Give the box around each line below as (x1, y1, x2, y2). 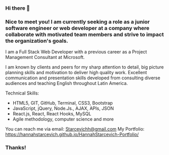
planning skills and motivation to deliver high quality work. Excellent (5, 70, 147, 76)
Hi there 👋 (5, 5, 31, 12)
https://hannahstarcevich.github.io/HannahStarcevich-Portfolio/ (5, 132, 139, 138)
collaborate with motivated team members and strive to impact (5, 30, 164, 38)
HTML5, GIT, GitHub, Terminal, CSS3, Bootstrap (12, 100, 113, 106)
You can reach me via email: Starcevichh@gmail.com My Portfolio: (5, 126, 145, 132)
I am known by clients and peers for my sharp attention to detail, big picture (5, 64, 164, 70)
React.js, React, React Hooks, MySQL (12, 111, 92, 117)
